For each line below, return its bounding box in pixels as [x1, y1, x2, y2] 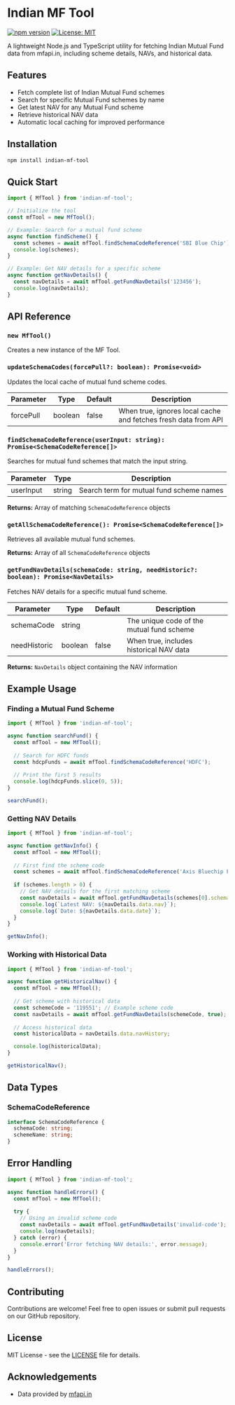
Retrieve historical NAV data [17, 110, 99, 118]
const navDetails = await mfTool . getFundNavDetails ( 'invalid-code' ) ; [20, 1221, 227, 1228]
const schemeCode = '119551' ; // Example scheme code [13, 1004, 173, 1011]
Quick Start [7, 176, 58, 188]
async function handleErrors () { [7, 1188, 105, 1195]
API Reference [7, 310, 71, 323]
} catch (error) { [13, 1234, 68, 1241]
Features [7, 69, 47, 81]
